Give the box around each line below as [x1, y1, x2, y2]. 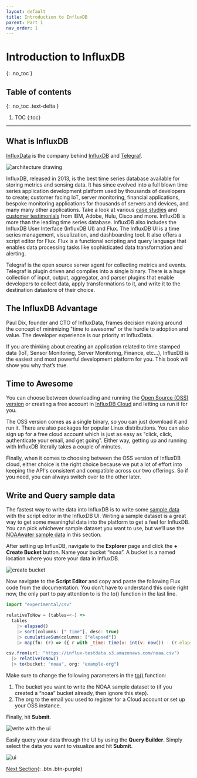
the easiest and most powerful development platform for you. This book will [6, 355, 189, 363]
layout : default [6, 8, 46, 15]
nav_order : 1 [6, 25, 38, 31]
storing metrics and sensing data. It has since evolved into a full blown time [6, 181, 188, 188]
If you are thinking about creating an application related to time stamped [6, 343, 181, 350]
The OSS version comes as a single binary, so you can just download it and [6, 418, 188, 425]
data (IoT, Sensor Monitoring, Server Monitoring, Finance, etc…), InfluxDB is [6, 349, 189, 356]
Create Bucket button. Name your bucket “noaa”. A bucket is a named [6, 548, 176, 556]
